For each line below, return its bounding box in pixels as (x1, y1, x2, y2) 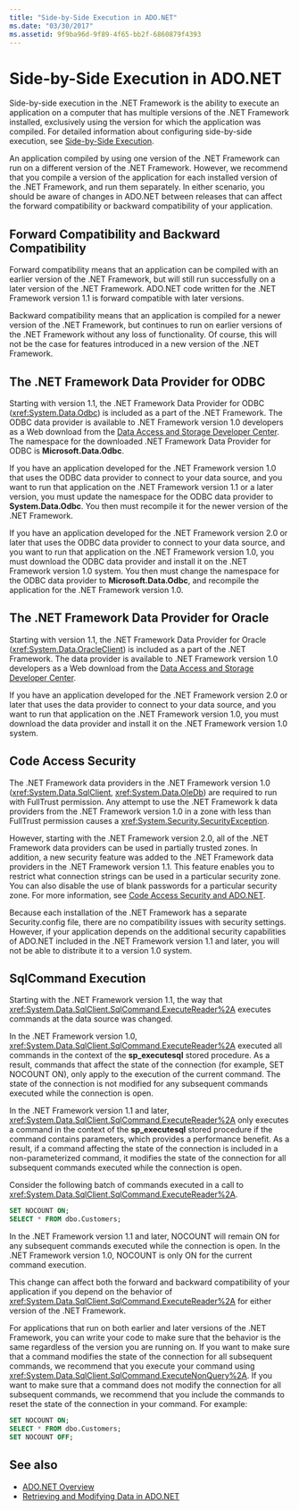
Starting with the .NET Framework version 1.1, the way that (9, 995, 223, 1005)
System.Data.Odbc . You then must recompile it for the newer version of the (9, 500, 288, 511)
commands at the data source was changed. (9, 1014, 173, 1024)
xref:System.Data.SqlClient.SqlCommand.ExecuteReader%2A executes (9, 1004, 271, 1015)
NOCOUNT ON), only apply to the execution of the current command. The (9, 1069, 281, 1080)
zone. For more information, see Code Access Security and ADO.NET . (9, 889, 266, 900)
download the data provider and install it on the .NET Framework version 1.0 (9, 717, 288, 729)
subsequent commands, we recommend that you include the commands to (9, 1389, 286, 1400)
